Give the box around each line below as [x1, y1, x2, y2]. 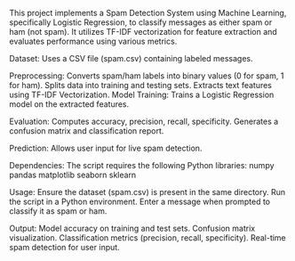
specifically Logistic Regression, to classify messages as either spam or [9, 17, 273, 28]
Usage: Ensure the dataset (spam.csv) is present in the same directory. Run [9, 187, 286, 197]
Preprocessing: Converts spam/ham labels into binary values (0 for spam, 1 [9, 70, 284, 81]
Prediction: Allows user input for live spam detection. [9, 143, 203, 153]
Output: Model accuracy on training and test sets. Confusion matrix [9, 223, 256, 233]
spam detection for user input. [9, 242, 120, 252]
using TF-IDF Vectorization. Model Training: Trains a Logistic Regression [9, 89, 275, 100]
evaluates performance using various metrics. [9, 36, 178, 46]
